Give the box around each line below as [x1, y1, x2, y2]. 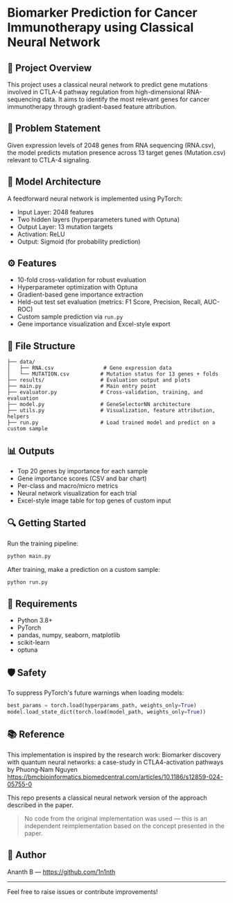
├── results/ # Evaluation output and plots [7, 377, 191, 384]
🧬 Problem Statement [7, 123, 101, 135]
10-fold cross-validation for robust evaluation [17, 276, 147, 284]
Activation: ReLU [17, 230, 65, 238]
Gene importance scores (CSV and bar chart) [17, 474, 147, 483]
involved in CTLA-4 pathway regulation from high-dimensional [7, 88, 185, 96]
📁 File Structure [7, 340, 76, 352]
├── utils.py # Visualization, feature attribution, [7, 407, 216, 414]
